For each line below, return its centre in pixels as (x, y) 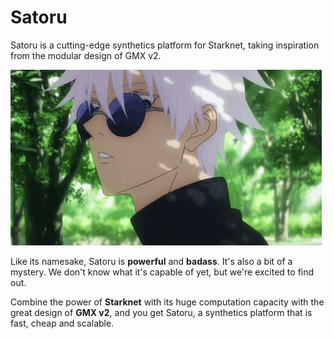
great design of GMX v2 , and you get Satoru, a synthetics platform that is (161, 312)
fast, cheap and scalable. (62, 323)
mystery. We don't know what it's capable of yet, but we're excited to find (162, 272)
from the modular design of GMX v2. (86, 55)
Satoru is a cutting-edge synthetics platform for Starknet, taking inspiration (165, 45)
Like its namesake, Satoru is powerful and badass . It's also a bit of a (151, 261)
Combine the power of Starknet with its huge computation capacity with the (167, 302)
